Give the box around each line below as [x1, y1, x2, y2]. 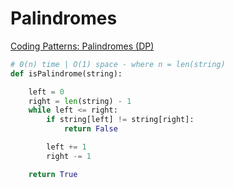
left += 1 [46, 142, 87, 152]
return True [28, 169, 78, 179]
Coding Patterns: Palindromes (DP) [10, 40, 155, 52]
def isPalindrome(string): [10, 68, 123, 79]
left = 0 [28, 87, 65, 97]
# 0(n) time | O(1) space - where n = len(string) [10, 59, 226, 69]
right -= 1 [46, 151, 92, 161]
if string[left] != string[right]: [46, 115, 195, 125]
